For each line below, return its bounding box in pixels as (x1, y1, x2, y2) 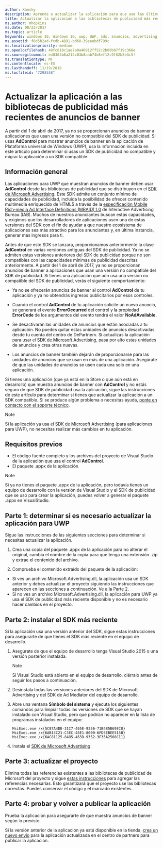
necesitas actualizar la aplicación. (5, 537, 73, 543)
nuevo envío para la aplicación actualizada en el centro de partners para (5, 832, 149, 838)
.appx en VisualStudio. (5, 498, 50, 503)
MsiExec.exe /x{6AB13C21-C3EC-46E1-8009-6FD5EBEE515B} (12, 731, 126, 735)
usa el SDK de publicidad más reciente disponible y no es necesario (12, 597, 148, 602)
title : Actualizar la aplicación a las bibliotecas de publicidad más (5, 16, 151, 21)
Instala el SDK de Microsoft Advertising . (12, 743, 92, 749)
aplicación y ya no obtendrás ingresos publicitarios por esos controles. (12, 292, 154, 298)
